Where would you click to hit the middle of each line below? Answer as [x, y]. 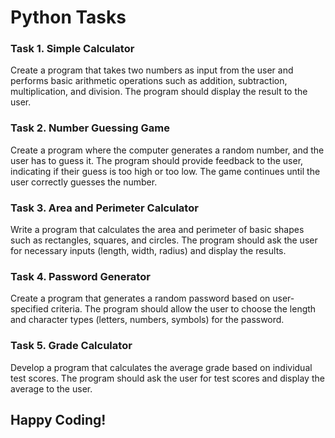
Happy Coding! [58, 420]
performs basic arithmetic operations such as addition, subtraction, [149, 81]
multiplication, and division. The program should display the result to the [159, 92]
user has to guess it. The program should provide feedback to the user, [157, 160]
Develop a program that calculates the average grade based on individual [161, 367]
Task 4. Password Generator [80, 276]
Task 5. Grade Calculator [71, 346]
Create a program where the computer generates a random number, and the [167, 150]
